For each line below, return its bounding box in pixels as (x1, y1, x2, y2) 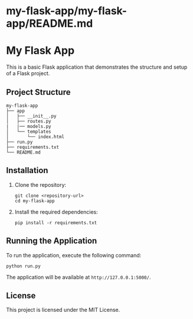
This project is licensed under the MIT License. (6, 307, 120, 314)
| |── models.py (6, 123, 51, 129)
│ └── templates (6, 129, 51, 135)
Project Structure (6, 87, 71, 97)
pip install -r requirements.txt (14, 219, 97, 226)
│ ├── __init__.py (6, 113, 57, 119)
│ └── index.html (6, 133, 65, 140)
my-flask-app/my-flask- (6, 4, 127, 18)
